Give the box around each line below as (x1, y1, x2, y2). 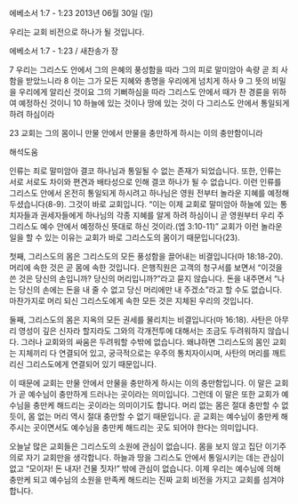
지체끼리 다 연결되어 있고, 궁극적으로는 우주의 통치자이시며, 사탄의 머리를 (18, 348, 270, 358)
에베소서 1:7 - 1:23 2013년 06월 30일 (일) (9, 8, 154, 18)
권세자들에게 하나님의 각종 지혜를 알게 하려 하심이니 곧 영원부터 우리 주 (39, 210, 285, 220)
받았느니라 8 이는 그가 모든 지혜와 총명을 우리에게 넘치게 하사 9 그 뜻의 (25, 76, 270, 86)
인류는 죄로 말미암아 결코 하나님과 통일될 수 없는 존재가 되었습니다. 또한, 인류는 (9, 165, 282, 176)
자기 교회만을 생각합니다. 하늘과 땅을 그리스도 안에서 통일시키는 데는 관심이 (25, 452, 285, 462)
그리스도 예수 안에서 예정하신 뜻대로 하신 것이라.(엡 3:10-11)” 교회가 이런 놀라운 (9, 221, 283, 231)
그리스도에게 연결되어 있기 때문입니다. (25, 359, 157, 369)
